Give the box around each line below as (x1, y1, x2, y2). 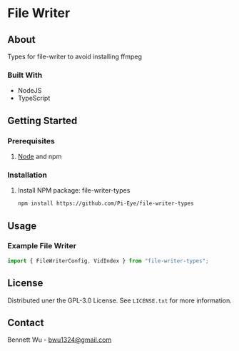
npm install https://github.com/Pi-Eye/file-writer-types (17, 200, 194, 208)
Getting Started (7, 114, 78, 126)
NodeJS (17, 86, 42, 95)
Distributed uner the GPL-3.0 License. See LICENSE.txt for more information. (7, 296, 232, 305)
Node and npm (17, 152, 62, 161)
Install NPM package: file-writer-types (17, 186, 131, 195)
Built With (7, 70, 43, 80)
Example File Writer (7, 241, 77, 251)
